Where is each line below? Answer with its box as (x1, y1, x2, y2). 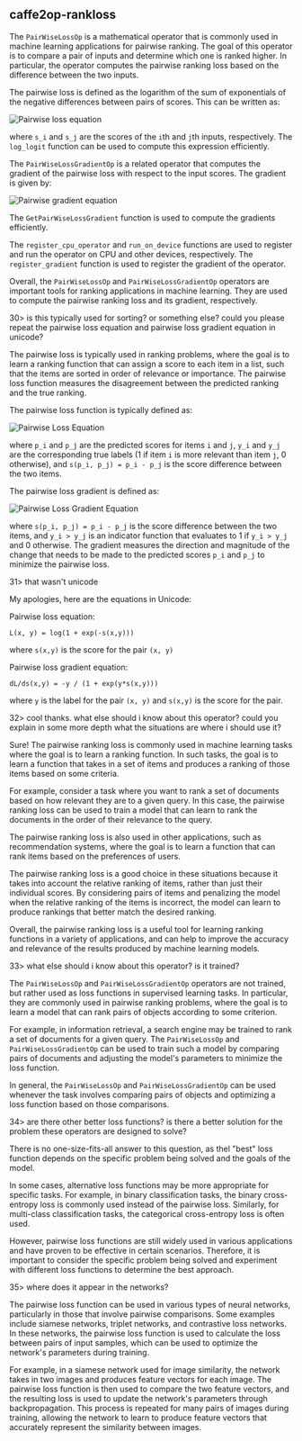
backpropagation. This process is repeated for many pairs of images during (9, 1402, 289, 1413)
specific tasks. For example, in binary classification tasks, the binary (9, 1189, 262, 1200)
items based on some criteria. (9, 768, 120, 779)
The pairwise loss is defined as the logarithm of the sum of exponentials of (9, 86, 286, 97)
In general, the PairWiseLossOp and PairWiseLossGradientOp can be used (9, 1079, 277, 1090)
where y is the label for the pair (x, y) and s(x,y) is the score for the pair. (9, 695, 283, 706)
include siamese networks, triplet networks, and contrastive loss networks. (9, 1318, 288, 1328)
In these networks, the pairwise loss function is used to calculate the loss (9, 1328, 281, 1338)
